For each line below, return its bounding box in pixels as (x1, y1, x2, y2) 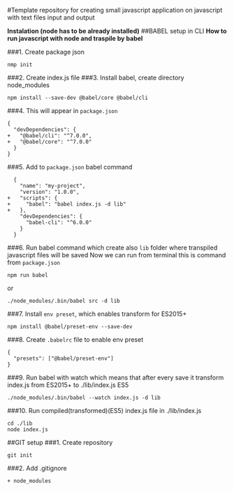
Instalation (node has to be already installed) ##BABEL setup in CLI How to (7, 27, 227, 35)
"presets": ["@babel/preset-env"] (13, 355, 114, 362)
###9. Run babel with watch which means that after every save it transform (7, 373, 224, 382)
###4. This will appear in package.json (7, 107, 118, 114)
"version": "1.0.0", (20, 188, 80, 195)
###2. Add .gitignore (7, 464, 68, 472)
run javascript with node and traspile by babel (7, 34, 143, 43)
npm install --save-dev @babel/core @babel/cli (7, 94, 149, 101)
